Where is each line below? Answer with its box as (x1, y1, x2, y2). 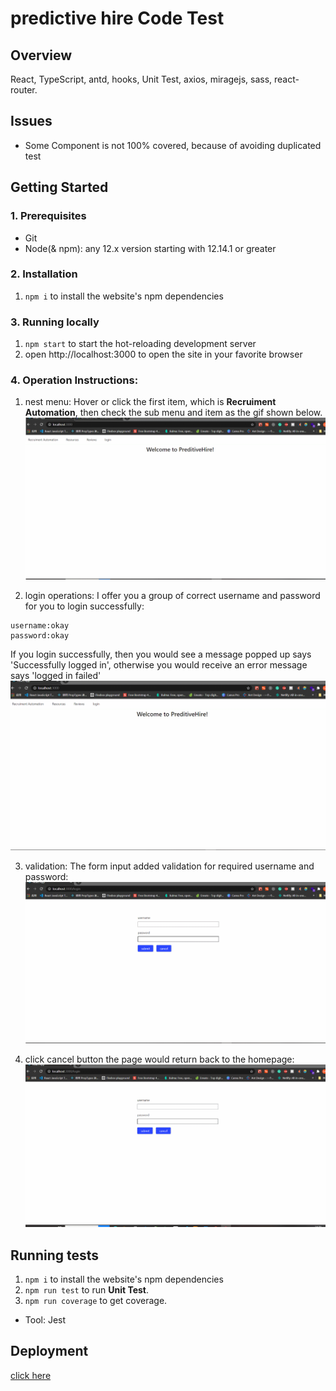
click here (10, 1369, 52, 1381)
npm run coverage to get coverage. (24, 1294, 168, 1306)
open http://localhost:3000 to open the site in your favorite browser (24, 348, 303, 361)
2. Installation (10, 267, 78, 281)
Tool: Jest (24, 1313, 67, 1326)
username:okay (10, 620, 70, 631)
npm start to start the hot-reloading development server (24, 338, 257, 350)
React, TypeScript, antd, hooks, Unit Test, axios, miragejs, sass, (10, 73, 273, 85)
